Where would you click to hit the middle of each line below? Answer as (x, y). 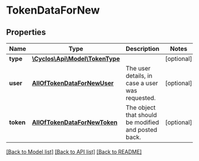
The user (138, 68)
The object (140, 107)
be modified (142, 122)
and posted (141, 130)
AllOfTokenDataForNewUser (73, 83)
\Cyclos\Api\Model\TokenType (76, 59)
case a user (142, 83)
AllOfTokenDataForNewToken (75, 122)
